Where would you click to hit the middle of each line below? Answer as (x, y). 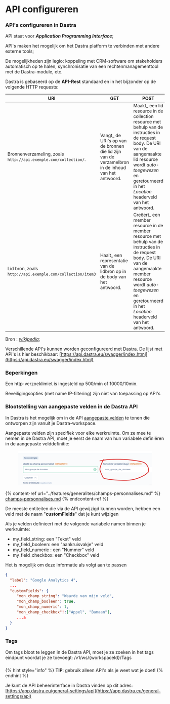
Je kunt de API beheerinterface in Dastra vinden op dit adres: (69, 685)
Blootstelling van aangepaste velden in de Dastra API (72, 407)
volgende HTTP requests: (32, 87)
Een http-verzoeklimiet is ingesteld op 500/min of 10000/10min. (72, 384)
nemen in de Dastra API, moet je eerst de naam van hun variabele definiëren (85, 438)
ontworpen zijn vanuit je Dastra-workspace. (51, 423)
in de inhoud (113, 168)
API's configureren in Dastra (41, 25)
